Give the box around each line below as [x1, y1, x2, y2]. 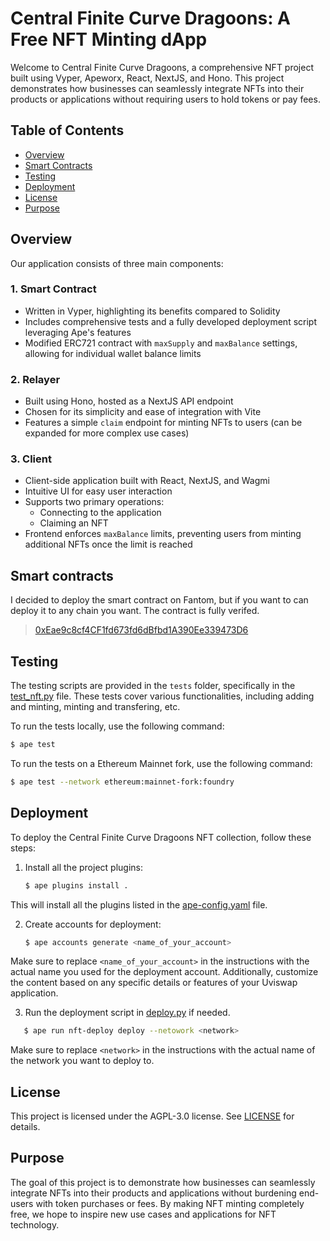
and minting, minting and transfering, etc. [10, 701, 181, 713]
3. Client [10, 452, 52, 466]
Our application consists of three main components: [10, 257, 224, 269]
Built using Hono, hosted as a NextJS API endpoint [24, 395, 234, 407]
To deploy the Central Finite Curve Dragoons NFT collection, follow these [10, 831, 312, 843]
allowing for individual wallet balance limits [24, 347, 202, 359]
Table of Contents [10, 122, 125, 139]
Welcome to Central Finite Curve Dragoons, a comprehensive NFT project [10, 61, 314, 73]
